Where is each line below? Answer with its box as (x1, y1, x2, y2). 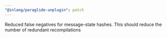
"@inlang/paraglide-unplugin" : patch (5, 7, 84, 13)
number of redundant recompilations (5, 26, 81, 33)
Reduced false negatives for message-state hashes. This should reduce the (5, 21, 162, 27)
